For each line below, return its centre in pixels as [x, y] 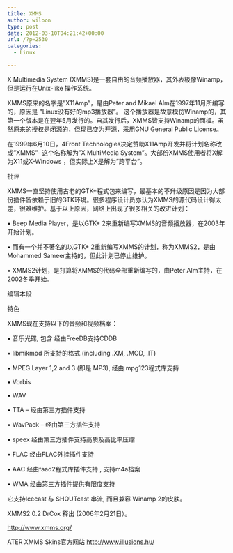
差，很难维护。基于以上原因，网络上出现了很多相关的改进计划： [98, 208]
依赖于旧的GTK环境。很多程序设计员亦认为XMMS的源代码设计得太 [126, 199]
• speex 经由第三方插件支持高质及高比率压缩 [71, 439]
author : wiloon [29, 20]
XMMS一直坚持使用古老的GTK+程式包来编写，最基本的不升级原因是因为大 [113, 191]
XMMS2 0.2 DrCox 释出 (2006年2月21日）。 [69, 513]
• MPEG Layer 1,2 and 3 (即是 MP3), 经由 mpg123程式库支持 [93, 368]
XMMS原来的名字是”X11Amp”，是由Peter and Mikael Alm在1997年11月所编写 [116, 103]
